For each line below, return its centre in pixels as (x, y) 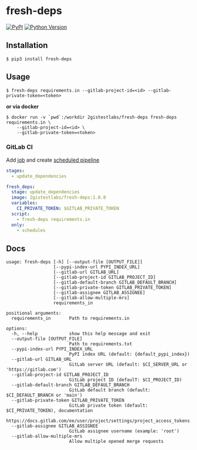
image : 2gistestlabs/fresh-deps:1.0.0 (59, 197)
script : (21, 214)
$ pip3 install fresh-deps (39, 59)
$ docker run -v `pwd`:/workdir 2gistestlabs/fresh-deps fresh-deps (91, 117)
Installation (27, 45)
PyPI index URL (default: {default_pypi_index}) (130, 354)
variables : (25, 203)
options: (17, 329)
